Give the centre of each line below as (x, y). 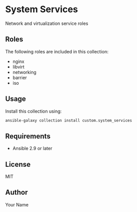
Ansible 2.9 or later (32, 149)
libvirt (18, 66)
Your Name (17, 204)
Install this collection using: (34, 111)
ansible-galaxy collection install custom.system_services (69, 120)
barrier (20, 78)
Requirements (28, 136)
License (18, 164)
